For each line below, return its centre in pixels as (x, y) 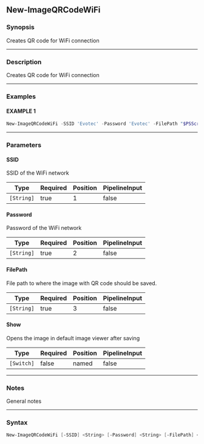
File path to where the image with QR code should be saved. (82, 283)
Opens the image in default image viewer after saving (73, 338)
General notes (24, 401)
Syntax (17, 422)
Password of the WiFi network (44, 228)
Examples (21, 96)
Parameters (24, 145)
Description (24, 62)
